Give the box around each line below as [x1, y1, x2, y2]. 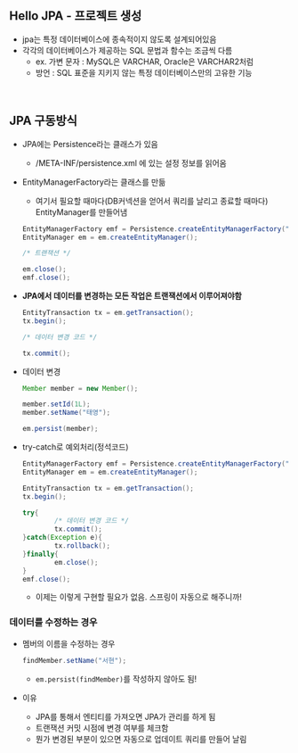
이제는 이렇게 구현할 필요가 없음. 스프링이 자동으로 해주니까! [35, 592, 243, 602]
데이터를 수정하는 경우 [9, 616, 98, 629]
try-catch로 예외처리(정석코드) [21, 442, 129, 452]
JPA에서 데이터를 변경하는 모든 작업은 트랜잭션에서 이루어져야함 [21, 291, 242, 301]
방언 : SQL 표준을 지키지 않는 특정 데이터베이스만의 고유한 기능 [35, 67, 253, 78]
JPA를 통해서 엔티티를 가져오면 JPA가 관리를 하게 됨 [35, 711, 216, 722]
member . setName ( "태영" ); [21, 409, 111, 418]
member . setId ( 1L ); [21, 400, 91, 409]
